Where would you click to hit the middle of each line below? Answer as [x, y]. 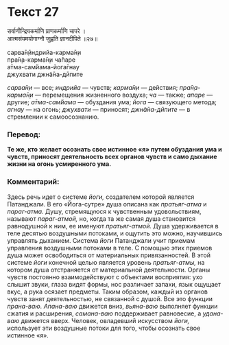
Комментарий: [33, 182]
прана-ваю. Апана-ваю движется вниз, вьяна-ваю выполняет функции [112, 306]
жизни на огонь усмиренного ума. [59, 164]
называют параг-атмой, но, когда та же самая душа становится [101, 218]
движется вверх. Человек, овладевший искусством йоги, [105, 320]
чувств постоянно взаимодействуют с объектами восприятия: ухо [105, 277]
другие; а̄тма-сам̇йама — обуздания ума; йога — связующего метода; [112, 102]
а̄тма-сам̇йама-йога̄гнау [44, 67]
